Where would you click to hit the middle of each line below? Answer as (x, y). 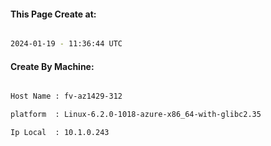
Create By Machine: (52, 66)
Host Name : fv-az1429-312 (66, 96)
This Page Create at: (53, 14)
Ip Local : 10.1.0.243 (60, 133)
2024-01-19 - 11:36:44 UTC (66, 44)
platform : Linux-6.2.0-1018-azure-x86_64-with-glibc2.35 (136, 115)
